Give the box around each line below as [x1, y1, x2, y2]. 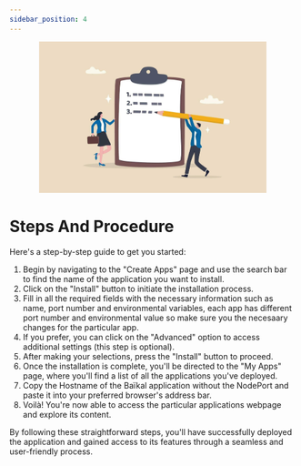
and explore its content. [22, 410, 112, 420]
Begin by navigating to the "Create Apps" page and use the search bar [22, 264, 287, 275]
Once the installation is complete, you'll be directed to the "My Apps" [22, 360, 282, 372]
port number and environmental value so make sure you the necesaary [22, 312, 288, 323]
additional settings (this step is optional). [22, 341, 176, 352]
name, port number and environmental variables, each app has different [22, 303, 293, 314]
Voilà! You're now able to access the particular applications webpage [22, 400, 282, 410]
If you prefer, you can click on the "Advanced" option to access [22, 332, 261, 343]
